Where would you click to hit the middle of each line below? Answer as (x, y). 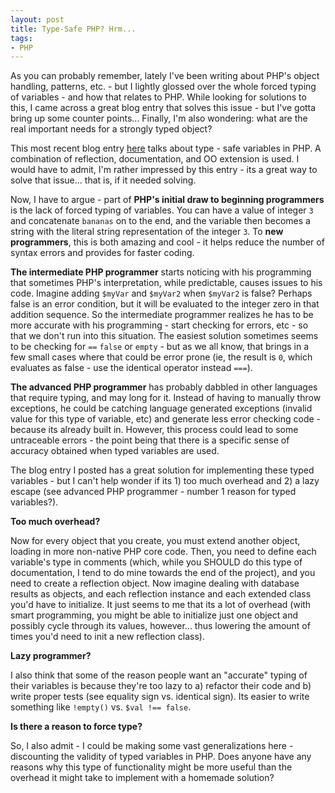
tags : (21, 38)
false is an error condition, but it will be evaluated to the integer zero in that (165, 304)
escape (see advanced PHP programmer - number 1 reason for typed (153, 492)
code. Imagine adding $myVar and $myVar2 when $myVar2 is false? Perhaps (161, 293)
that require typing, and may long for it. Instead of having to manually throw (166, 398)
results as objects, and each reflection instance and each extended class (161, 594)
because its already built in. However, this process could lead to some (154, 430)
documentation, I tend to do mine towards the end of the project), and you (163, 573)
